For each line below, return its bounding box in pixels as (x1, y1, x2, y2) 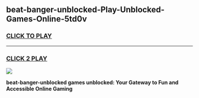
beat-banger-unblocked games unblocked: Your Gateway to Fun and (6, 78, 179, 86)
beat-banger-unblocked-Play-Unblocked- (6, 5, 165, 15)
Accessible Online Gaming (6, 85, 73, 92)
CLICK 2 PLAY (6, 54, 47, 62)
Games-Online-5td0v (6, 14, 87, 24)
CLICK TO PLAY (6, 32, 52, 40)
